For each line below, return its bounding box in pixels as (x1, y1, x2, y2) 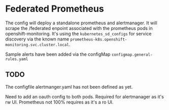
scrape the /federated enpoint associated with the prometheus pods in (5, 25, 153, 31)
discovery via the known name (5, 36, 70, 42)
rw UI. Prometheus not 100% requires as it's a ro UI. (5, 99, 114, 105)
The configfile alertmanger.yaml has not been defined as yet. (5, 84, 133, 90)
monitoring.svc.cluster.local (5, 42, 70, 47)
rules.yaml (5, 56, 28, 61)
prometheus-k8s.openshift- (70, 36, 127, 42)
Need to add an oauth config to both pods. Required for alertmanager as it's (5, 93, 164, 99)
